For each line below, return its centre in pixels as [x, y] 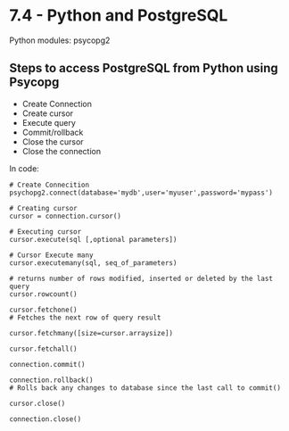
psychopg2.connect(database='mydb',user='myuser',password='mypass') [141, 193]
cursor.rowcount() [43, 294]
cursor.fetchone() [43, 310]
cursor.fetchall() [43, 349]
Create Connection [57, 104]
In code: [25, 168]
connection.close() [45, 419]
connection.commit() [48, 364]
